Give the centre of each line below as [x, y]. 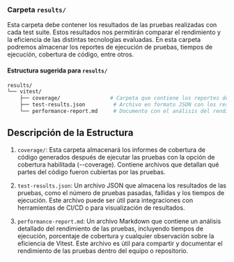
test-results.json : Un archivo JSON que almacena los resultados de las [122, 185]
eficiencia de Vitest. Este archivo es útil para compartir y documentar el [120, 243]
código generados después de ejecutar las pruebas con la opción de [116, 157]
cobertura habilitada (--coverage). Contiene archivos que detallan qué [118, 164]
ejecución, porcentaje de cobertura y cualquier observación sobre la [116, 236]
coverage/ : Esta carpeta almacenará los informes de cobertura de [111, 149]
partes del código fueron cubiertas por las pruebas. [91, 171]
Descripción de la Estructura [70, 133]
